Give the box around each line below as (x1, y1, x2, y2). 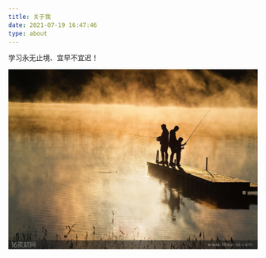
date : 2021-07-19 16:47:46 (8, 21, 97, 29)
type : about (8, 29, 47, 37)
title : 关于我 (8, 13, 51, 21)
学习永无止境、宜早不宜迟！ (8, 53, 99, 63)
